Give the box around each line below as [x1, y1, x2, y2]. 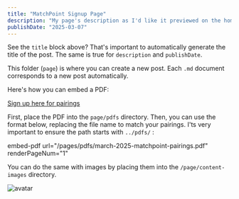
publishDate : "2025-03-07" [7, 23, 87, 30]
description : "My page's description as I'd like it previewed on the [7, 17, 221, 24]
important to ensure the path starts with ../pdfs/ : [7, 128, 154, 137]
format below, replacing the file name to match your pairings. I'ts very [7, 120, 211, 129]
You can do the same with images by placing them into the [7, 163, 179, 171]
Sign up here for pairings [7, 99, 80, 108]
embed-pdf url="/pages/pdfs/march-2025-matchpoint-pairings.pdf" [7, 142, 208, 150]
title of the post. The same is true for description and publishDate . [7, 50, 203, 59]
